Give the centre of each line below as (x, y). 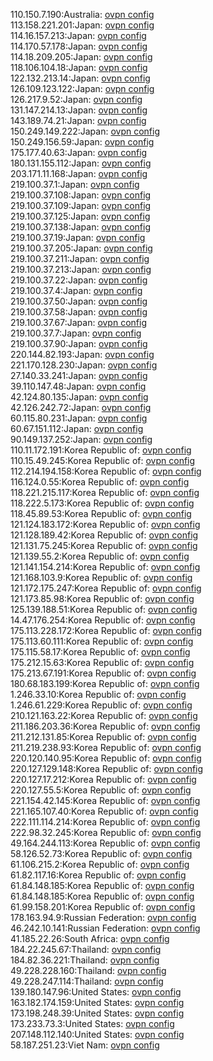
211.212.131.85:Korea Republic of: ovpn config (103, 737)
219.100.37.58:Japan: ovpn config (79, 312)
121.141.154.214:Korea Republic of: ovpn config (105, 567)
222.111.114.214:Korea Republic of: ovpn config (105, 822)
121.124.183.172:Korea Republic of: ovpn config (105, 524)
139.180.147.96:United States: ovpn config (96, 992)
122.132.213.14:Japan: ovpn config (80, 78)
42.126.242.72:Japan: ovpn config (81, 407)
